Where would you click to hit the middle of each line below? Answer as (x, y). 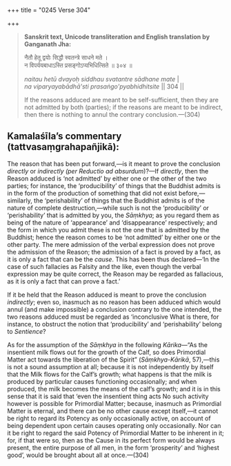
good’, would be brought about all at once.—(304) (78, 455)
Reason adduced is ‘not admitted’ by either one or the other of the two (107, 178)
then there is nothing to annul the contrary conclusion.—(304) (112, 114)
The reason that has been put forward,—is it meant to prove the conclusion (114, 164)
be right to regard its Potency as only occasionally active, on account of (109, 418)
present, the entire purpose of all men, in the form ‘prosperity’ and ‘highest (113, 447)
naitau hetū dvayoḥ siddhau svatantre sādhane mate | (101, 79)
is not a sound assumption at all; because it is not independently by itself (110, 366)
